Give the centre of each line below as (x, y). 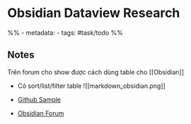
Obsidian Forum (41, 113)
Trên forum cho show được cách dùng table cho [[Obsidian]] (96, 72)
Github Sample (39, 99)
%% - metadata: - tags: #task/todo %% (65, 33)
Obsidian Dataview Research (94, 13)
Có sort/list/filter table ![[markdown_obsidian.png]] (92, 86)
